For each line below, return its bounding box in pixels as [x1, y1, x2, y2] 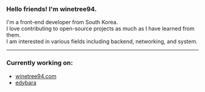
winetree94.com [15, 72, 57, 80]
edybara [15, 79, 37, 86]
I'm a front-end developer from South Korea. [6, 19, 118, 26]
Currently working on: [6, 59, 73, 67]
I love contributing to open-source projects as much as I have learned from [6, 25, 195, 32]
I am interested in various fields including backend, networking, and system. [6, 38, 198, 45]
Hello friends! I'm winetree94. [6, 5, 97, 13]
